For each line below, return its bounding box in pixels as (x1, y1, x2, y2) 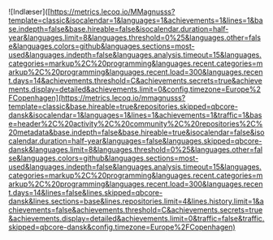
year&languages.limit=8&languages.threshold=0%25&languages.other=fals (8, 32, 262, 42)
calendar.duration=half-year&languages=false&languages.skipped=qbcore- (8, 136, 262, 145)
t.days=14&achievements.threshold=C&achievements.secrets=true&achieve (8, 76, 262, 85)
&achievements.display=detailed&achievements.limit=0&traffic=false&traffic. (8, 214, 265, 223)
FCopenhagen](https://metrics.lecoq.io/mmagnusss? (8, 93, 186, 102)
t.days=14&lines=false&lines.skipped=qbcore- (8, 188, 163, 197)
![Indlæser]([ (8, 7, 51, 16)
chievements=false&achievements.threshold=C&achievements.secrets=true (8, 205, 263, 214)
